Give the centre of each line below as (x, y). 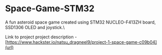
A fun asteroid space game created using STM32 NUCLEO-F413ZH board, (81, 22)
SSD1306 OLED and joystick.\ (35, 27)
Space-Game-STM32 (50, 9)
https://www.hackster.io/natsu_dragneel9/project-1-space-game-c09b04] (82, 42)
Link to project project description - (41, 37)
